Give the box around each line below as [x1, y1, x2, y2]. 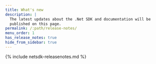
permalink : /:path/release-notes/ [5, 26, 77, 31]
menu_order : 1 [5, 30, 35, 35]
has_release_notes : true [5, 35, 57, 40]
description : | [5, 12, 37, 17]
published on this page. [9, 21, 61, 26]
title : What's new [5, 7, 43, 12]
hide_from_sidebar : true [5, 40, 57, 45]
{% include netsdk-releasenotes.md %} [5, 53, 86, 59]
